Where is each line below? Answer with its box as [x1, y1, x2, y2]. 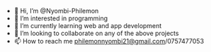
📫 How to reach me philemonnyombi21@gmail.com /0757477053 [13, 37, 204, 45]
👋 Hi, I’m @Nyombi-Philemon [13, 7, 99, 15]
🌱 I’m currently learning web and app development [13, 22, 162, 30]
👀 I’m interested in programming [13, 14, 108, 22]
